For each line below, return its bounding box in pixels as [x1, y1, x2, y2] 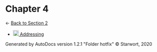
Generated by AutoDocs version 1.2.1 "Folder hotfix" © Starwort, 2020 [5, 41, 152, 47]
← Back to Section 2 [5, 20, 48, 26]
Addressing [19, 31, 44, 37]
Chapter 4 [5, 3, 49, 15]
